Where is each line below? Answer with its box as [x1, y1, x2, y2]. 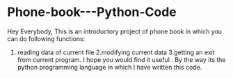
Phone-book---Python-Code [7, 4, 177, 20]
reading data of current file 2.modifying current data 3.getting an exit [17, 48, 216, 56]
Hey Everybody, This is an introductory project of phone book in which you [7, 27, 223, 36]
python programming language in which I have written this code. [17, 63, 202, 71]
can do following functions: [7, 34, 86, 42]
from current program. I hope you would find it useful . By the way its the [17, 55, 226, 63]
